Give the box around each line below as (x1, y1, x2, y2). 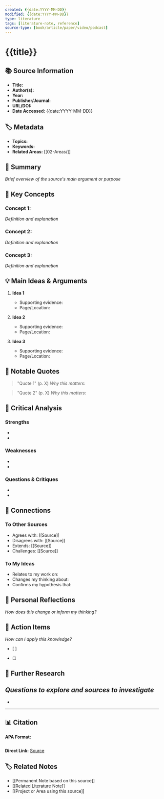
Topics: (12, 138, 28, 144)
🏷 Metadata (5, 123, 44, 131)
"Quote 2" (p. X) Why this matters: (17, 390, 86, 396)
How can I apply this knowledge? (5, 636, 72, 642)
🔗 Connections (5, 506, 51, 515)
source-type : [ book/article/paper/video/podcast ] (5, 25, 108, 30)
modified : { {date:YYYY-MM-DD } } (5, 12, 69, 17)
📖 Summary (5, 163, 41, 172)
